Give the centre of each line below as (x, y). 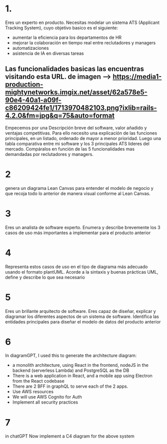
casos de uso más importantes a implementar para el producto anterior (78, 233)
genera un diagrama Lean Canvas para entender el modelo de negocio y (79, 188)
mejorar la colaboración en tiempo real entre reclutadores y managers (84, 42)
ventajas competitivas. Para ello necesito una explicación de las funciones (81, 133)
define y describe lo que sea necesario (45, 277)
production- (24, 84)
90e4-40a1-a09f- (33, 100)
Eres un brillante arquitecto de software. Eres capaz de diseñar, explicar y (81, 311)
